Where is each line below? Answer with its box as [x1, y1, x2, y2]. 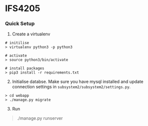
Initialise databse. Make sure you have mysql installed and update [12, 79, 144, 85]
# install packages [5, 66, 45, 71]
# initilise [5, 41, 29, 46]
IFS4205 [5, 3, 40, 14]
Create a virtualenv [12, 31, 50, 37]
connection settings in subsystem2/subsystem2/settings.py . [12, 84, 131, 90]
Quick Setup [5, 20, 35, 27]
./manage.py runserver [16, 115, 63, 121]
